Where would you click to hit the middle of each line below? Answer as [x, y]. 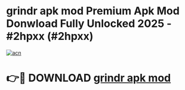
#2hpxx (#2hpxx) [50, 36]
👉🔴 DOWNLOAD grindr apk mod [89, 78]
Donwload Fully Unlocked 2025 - [89, 24]
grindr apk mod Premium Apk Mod [93, 11]
